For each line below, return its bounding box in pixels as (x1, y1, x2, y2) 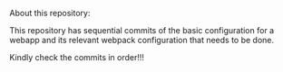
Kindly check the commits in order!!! (9, 52, 145, 62)
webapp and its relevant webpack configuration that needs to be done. (9, 35, 275, 45)
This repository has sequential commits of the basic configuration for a (9, 25, 275, 35)
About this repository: (9, 8, 91, 18)
